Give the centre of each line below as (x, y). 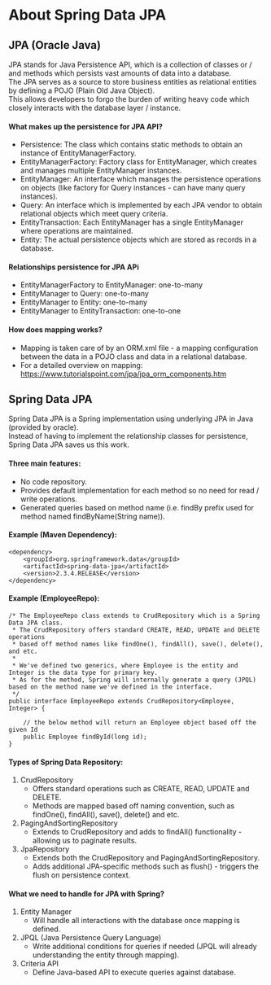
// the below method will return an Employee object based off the (140, 723)
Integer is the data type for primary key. (83, 673)
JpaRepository (45, 849)
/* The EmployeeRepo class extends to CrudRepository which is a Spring (134, 616)
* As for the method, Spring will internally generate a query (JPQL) (134, 680)
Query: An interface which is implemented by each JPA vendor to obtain (141, 205)
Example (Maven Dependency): (63, 535)
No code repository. (54, 481)
